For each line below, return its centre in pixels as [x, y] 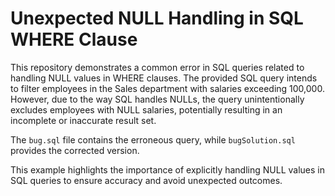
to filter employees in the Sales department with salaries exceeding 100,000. [167, 88]
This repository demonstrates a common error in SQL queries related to [157, 67]
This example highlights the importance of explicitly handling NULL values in [167, 169]
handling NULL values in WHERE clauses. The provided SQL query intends [164, 78]
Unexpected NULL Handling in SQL [157, 18]
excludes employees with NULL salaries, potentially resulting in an [146, 109]
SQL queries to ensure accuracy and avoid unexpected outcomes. [146, 180]
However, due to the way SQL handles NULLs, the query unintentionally [157, 99]
